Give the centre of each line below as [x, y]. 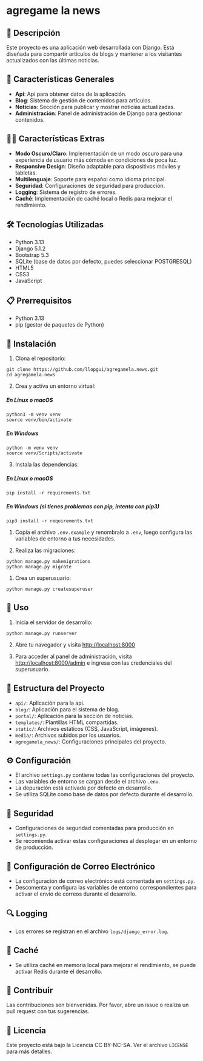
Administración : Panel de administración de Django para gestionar [99, 113]
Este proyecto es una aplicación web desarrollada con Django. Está [90, 47]
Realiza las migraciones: [45, 550]
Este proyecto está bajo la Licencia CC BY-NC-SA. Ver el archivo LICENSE [97, 1045]
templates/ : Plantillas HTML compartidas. [67, 722]
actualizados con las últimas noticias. [53, 60]
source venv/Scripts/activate [45, 453]
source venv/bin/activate [39, 420]
